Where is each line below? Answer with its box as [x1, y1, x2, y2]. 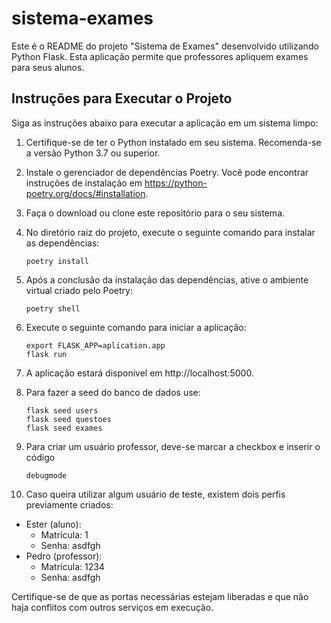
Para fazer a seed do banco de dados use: [25, 386, 201, 398]
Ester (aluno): [25, 518, 82, 530]
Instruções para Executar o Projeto [11, 90, 233, 107]
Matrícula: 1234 [40, 560, 105, 572]
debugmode [25, 470, 68, 481]
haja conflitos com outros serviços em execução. [11, 601, 214, 613]
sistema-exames [11, 7, 154, 30]
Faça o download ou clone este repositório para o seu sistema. [25, 207, 286, 219]
